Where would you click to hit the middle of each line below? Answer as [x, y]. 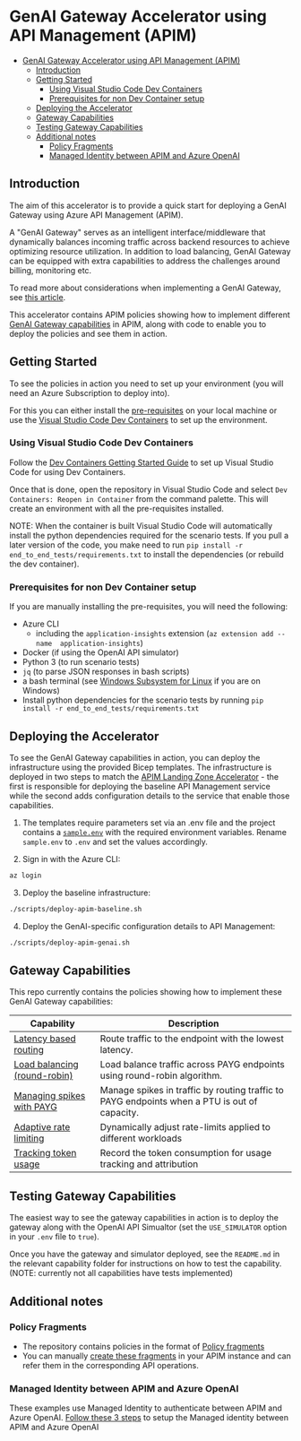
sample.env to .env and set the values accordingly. [115, 841]
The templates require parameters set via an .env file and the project [149, 823]
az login [26, 876]
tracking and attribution [149, 1164]
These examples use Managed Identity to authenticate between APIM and [146, 1408]
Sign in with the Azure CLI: [71, 859]
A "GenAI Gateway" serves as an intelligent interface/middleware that [138, 232]
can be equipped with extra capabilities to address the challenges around [145, 261]
